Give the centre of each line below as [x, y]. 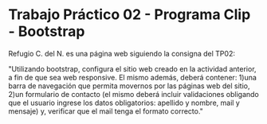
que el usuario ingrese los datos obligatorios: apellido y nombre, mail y [124, 103]
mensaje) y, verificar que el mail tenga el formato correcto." [106, 111]
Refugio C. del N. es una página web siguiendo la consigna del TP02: [122, 53]
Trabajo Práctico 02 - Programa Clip [130, 15]
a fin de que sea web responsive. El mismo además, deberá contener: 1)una [133, 77]
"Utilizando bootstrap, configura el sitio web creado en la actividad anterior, [132, 68]
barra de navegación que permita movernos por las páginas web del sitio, [129, 86]
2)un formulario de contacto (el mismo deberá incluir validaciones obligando [133, 94]
